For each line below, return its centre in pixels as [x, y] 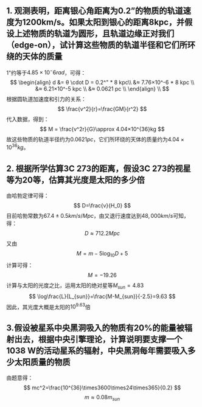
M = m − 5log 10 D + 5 [102, 254]
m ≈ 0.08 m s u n [102, 398]
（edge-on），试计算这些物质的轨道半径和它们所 [97, 45]
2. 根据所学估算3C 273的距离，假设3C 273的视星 [99, 168]
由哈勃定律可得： [28, 195]
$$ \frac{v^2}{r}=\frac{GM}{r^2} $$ [102, 109]
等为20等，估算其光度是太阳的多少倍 [75, 180]
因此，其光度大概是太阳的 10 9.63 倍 [48, 306]
